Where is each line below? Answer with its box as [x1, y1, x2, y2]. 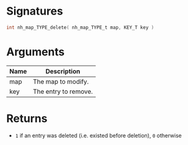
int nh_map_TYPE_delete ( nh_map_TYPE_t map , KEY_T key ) [6, 24, 154, 30]
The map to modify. [32, 77, 89, 86]
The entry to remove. [32, 87, 93, 96]
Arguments [6, 45, 65, 58]
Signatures [6, 4, 63, 18]
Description [45, 67, 81, 76]
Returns [6, 111, 48, 126]
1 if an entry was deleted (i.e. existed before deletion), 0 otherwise [15, 132, 182, 139]
